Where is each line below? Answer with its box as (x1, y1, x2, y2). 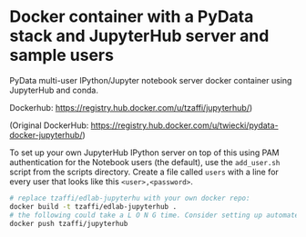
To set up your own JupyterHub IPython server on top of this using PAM (9, 147, 280, 158)
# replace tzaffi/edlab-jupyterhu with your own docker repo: (9, 193, 250, 202)
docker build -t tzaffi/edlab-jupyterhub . (9, 202, 178, 211)
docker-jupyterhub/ (9, 129, 83, 140)
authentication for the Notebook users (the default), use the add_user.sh (9, 156, 280, 167)
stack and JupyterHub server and (9, 25, 270, 46)
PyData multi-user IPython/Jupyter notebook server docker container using (9, 74, 292, 85)
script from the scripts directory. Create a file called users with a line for (9, 166, 280, 177)
